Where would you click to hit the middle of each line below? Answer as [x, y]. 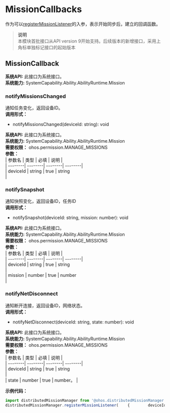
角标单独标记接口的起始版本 [47, 47]
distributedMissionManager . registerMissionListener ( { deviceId [86, 405]
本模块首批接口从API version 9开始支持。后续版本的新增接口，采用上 [89, 41]
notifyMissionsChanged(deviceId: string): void [61, 125]
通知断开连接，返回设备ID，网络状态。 [45, 305]
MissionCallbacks [44, 9]
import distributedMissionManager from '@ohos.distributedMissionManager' [86, 400]
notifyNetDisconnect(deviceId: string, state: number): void [73, 322]
